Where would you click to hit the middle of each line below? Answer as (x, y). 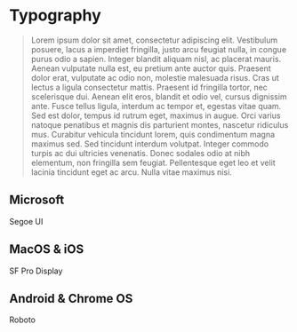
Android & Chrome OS (71, 298)
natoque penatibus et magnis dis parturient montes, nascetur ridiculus (160, 124)
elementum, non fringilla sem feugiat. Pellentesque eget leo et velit (153, 162)
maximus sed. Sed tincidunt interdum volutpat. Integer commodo (150, 144)
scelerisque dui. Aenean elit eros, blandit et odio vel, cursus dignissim (159, 96)
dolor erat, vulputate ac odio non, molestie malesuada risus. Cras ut (155, 77)
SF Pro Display (36, 271)
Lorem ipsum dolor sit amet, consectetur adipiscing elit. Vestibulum (154, 40)
